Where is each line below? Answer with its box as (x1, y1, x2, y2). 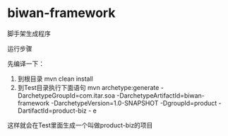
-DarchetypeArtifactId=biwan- (116, 91, 205, 100)
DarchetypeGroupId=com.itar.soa (17, 91, 115, 100)
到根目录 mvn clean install (17, 74, 93, 83)
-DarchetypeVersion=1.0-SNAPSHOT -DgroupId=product (50, 98, 217, 107)
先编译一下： (7, 59, 44, 68)
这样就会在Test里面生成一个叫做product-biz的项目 (7, 120, 153, 129)
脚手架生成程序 (7, 29, 51, 38)
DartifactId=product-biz (17, 106, 87, 115)
